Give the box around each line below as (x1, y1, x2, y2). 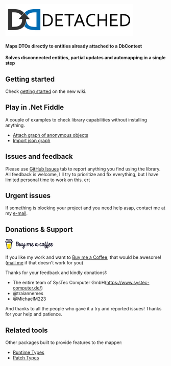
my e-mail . (5, 210, 28, 216)
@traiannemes (12, 290, 43, 297)
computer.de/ (12, 285, 42, 291)
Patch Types (12, 355, 39, 361)
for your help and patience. (5, 311, 63, 318)
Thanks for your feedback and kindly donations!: (5, 270, 108, 276)
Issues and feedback (5, 152, 73, 161)
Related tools (5, 326, 48, 334)
